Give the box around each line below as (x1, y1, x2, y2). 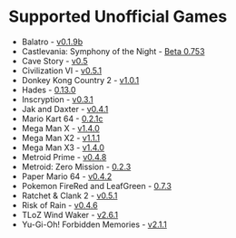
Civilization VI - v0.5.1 (21, 65, 102, 76)
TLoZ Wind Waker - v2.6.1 (21, 209, 119, 220)
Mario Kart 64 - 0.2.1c (21, 113, 103, 124)
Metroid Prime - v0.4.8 (21, 151, 107, 162)
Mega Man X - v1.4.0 (21, 122, 101, 133)
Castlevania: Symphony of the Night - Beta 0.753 (21, 45, 205, 56)
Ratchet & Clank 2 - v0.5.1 (21, 190, 118, 201)
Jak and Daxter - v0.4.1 (21, 103, 109, 114)
